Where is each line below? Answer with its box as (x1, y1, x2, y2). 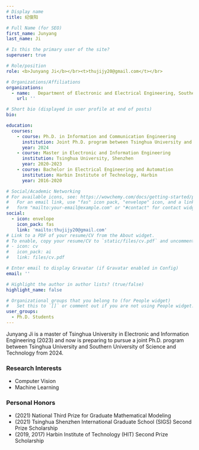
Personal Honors (6, 398, 56, 407)
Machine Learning (14, 384, 59, 391)
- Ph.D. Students (11, 314, 54, 320)
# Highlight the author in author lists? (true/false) (6, 281, 145, 288)
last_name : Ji (6, 36, 41, 42)
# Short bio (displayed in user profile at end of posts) (6, 106, 152, 113)
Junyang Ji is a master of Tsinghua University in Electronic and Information (6, 330, 190, 337)
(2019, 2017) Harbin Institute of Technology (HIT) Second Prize (14, 431, 168, 438)
